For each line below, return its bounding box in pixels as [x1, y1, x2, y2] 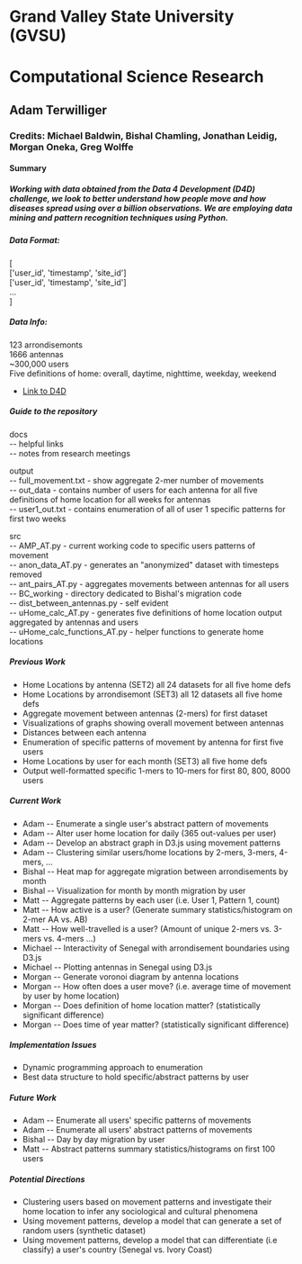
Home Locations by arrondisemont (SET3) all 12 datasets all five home [22, 689, 283, 700]
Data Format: [9, 235, 60, 246]
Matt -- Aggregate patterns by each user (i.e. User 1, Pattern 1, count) [22, 894, 280, 906]
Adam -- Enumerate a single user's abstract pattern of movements [22, 817, 270, 829]
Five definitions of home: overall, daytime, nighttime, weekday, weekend [9, 367, 277, 379]
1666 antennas [9, 348, 65, 359]
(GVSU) [9, 25, 67, 46]
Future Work [9, 1092, 57, 1104]
